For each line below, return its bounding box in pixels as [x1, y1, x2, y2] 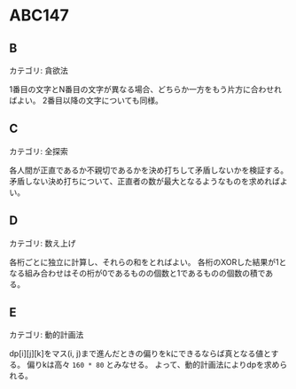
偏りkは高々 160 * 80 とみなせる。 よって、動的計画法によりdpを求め [26, 360, 280, 370]
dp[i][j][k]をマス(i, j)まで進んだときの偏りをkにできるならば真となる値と [9, 348, 272, 359]
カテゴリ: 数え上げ [9, 237, 76, 248]
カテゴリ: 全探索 [9, 145, 68, 156]
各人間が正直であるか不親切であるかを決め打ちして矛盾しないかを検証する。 [9, 165, 289, 175]
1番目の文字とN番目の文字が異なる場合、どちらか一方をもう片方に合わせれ [9, 84, 282, 94]
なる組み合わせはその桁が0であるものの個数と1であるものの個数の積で [9, 268, 266, 278]
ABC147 [9, 5, 69, 26]
